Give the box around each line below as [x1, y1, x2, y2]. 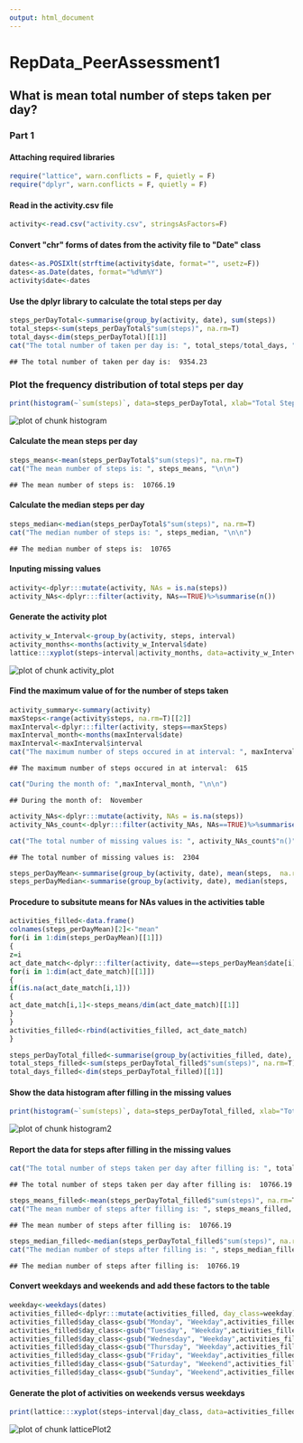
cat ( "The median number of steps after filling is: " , [9, 1245, 220, 1254]
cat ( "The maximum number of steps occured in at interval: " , [9, 748, 248, 757]
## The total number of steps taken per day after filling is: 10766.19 [9, 1181, 293, 1190]
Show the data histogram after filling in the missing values [9, 1087, 232, 1098]
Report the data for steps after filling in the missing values [9, 1144, 232, 1155]
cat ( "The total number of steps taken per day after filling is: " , [9, 1164, 272, 1174]
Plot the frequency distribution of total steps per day [9, 378, 244, 391]
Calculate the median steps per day [9, 499, 145, 511]
